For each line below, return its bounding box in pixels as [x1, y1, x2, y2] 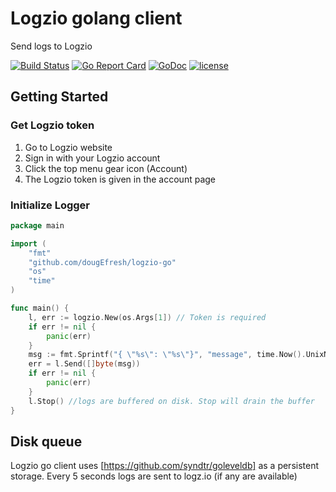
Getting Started [10, 88, 109, 106]
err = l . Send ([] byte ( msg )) [28, 359, 141, 369]
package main [10, 220, 65, 231]
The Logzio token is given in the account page [24, 173, 216, 185]
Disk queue [10, 433, 83, 450]
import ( [10, 238, 47, 249]
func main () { [10, 303, 70, 314]
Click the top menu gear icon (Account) [24, 162, 188, 174]
